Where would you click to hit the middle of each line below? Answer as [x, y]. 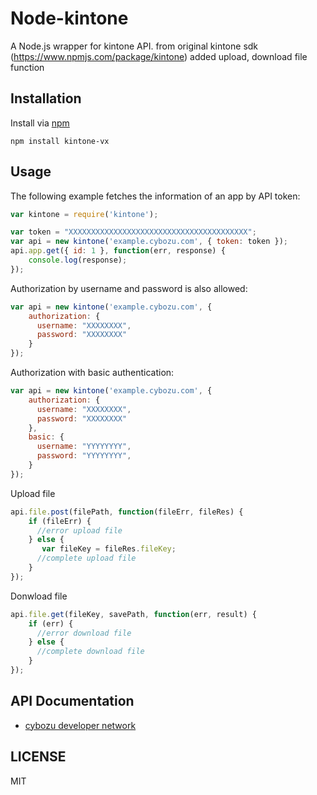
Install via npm [40, 123]
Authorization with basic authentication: [92, 373]
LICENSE [38, 757]
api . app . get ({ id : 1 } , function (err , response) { [118, 251]
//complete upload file [86, 558]
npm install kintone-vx [60, 141]
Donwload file [39, 596]
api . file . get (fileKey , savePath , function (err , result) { [133, 614]
